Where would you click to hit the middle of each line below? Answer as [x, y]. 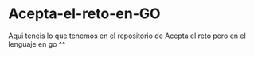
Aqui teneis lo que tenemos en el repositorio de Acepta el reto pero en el [127, 36]
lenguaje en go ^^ [37, 44]
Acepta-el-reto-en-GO [84, 14]
